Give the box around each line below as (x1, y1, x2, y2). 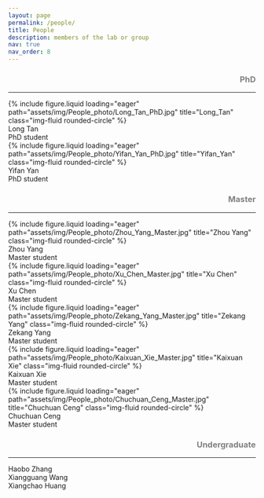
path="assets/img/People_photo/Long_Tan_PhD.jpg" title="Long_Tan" (8, 108, 234, 117)
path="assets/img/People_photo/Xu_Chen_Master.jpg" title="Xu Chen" (8, 269, 237, 279)
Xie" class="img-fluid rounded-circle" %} (8, 361, 143, 370)
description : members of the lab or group (8, 33, 149, 42)
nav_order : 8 (8, 48, 51, 56)
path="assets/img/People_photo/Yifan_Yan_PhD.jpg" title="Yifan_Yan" (8, 149, 236, 159)
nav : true (8, 41, 41, 49)
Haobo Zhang (8, 464, 53, 474)
